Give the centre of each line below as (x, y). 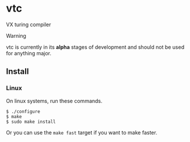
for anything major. (29, 53)
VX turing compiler (29, 24)
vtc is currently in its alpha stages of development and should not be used (95, 47)
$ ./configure (23, 111)
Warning (16, 35)
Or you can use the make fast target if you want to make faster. (82, 132)
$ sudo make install (31, 122)
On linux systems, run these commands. (54, 101)
